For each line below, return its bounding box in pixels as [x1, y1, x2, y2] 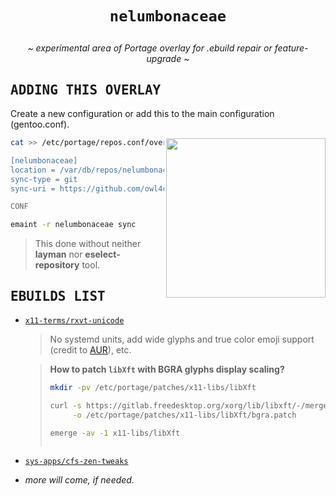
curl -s [49, 400, 82, 411]
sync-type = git [10, 174, 78, 184]
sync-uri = [10, 183, 56, 194]
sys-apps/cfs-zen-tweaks [24, 457, 129, 467]
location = [10, 165, 56, 175]
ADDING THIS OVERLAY [10, 82, 162, 98]
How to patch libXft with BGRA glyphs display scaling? [49, 363, 285, 375]
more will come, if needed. [24, 474, 135, 486]
